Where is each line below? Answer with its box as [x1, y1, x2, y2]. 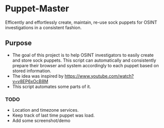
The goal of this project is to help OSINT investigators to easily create [12, 52, 154, 58]
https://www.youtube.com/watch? [64, 73, 134, 79]
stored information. [12, 68, 51, 74]
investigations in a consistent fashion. [5, 24, 82, 30]
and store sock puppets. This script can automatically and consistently [12, 57, 157, 63]
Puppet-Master [5, 3, 69, 14]
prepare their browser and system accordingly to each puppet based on [12, 62, 159, 68]
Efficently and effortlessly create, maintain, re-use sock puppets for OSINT [5, 19, 158, 25]
